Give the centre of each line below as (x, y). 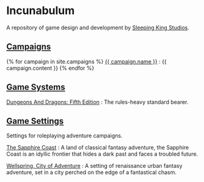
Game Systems (36, 87)
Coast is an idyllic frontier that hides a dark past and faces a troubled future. (102, 154)
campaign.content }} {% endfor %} (50, 68)
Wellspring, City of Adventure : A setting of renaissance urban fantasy (94, 166)
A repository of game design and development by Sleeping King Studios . (98, 27)
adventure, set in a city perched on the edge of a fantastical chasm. (92, 172)
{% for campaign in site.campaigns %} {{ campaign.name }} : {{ (86, 61)
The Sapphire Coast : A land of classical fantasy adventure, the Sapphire (98, 148)
